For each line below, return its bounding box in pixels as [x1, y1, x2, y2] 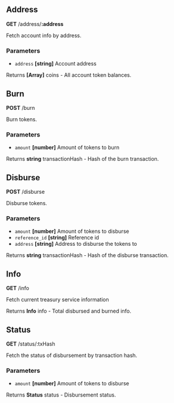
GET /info [6, 285, 29, 292]
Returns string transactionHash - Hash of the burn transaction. [6, 155, 159, 162]
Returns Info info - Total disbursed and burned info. [6, 307, 132, 315]
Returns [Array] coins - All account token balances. [6, 71, 132, 79]
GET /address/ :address [6, 20, 64, 27]
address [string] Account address [14, 60, 97, 67]
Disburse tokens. [6, 200, 47, 207]
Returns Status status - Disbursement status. [6, 391, 116, 398]
